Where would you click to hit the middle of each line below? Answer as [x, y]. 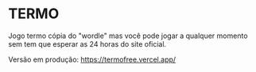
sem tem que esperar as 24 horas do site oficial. [87, 44]
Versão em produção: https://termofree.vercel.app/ [92, 59]
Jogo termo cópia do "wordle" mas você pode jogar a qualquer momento [128, 36]
